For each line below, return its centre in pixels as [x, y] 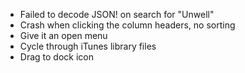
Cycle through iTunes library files [88, 46]
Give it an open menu [63, 35]
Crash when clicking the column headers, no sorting [127, 25]
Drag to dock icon [56, 57]
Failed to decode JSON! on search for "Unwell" [117, 14]
